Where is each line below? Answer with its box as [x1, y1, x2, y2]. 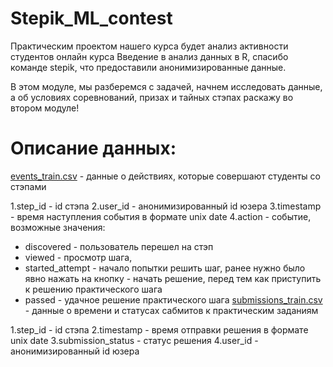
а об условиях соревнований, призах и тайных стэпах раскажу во [10, 91, 294, 103]
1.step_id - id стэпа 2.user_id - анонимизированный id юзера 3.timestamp [10, 200, 322, 212]
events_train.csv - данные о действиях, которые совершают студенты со [10, 170, 321, 182]
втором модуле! [10, 102, 80, 114]
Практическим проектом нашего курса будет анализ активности [10, 40, 289, 52]
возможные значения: [10, 221, 106, 233]
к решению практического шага [24, 283, 163, 295]
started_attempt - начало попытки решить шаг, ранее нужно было [24, 262, 306, 274]
